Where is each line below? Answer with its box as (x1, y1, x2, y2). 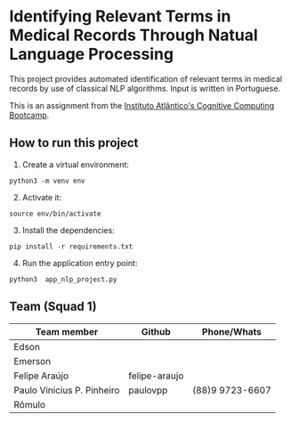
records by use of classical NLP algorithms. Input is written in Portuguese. (9, 83, 281, 93)
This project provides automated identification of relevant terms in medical (9, 73, 283, 84)
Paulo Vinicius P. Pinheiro (13, 384, 120, 396)
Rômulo (13, 398, 46, 410)
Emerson (13, 354, 52, 367)
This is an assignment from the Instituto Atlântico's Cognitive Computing (9, 100, 274, 110)
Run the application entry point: (21, 257, 138, 268)
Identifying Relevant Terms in (9, 6, 231, 27)
